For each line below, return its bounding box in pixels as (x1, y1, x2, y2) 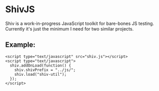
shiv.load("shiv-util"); (14, 72, 67, 77)
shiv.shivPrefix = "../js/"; (14, 67, 76, 72)
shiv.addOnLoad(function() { (10, 63, 71, 68)
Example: (5, 41, 35, 49)
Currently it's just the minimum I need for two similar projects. (5, 25, 134, 32)
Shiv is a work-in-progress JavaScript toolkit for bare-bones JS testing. (5, 20, 154, 26)
